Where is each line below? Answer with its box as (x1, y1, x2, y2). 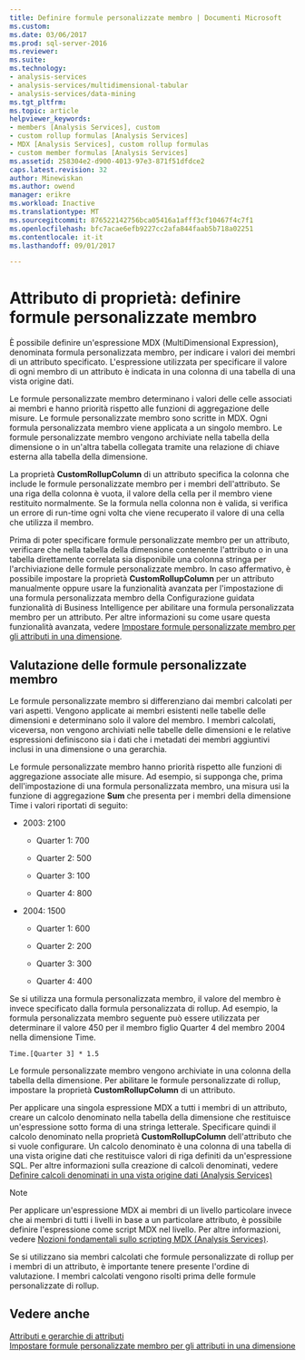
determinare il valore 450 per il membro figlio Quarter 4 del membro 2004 (9, 1022, 286, 1032)
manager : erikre (9, 191, 71, 200)
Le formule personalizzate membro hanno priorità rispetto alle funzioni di (9, 761, 282, 772)
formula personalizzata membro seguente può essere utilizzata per (9, 1013, 261, 1023)
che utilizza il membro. (9, 517, 94, 528)
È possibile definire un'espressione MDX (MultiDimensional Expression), (9, 338, 279, 348)
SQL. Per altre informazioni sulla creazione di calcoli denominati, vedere (9, 1160, 279, 1170)
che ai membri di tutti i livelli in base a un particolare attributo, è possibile (9, 1215, 282, 1225)
